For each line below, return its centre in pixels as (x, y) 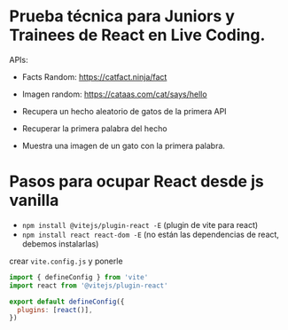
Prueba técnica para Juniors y (122, 16)
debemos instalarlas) (60, 244)
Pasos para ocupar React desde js (136, 181)
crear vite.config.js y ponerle (66, 261)
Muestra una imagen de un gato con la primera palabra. (124, 145)
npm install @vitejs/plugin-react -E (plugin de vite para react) (140, 224)
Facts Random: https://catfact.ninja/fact (94, 76)
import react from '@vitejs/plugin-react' (89, 286)
